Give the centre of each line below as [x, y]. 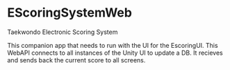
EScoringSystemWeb [69, 13]
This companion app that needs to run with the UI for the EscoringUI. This [113, 45]
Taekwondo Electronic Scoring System [63, 32]
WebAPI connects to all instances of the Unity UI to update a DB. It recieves [115, 53]
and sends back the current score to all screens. [76, 60]
